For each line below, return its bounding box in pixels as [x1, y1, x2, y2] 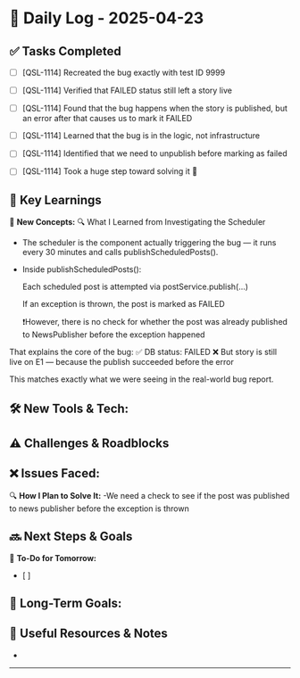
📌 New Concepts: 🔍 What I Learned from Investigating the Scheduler [9, 217, 266, 227]
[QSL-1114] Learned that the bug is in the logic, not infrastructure [21, 130, 261, 141]
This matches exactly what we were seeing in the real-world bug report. [9, 374, 274, 384]
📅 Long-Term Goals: [9, 595, 122, 610]
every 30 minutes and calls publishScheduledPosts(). [21, 247, 219, 258]
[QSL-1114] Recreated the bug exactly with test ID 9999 [21, 67, 226, 78]
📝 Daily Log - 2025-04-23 [9, 8, 204, 29]
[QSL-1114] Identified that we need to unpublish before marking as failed [21, 148, 287, 159]
